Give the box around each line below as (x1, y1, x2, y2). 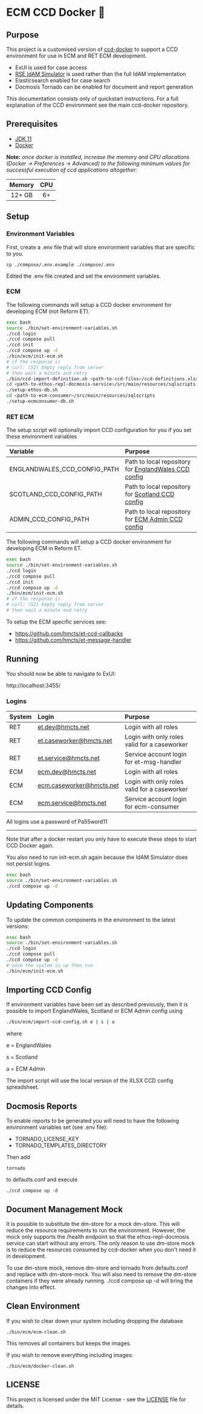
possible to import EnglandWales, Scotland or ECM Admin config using (6, 1007, 183, 1015)
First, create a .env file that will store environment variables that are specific (6, 243, 195, 251)
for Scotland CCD (124, 490, 175, 499)
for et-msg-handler (124, 758, 182, 766)
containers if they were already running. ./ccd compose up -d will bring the (6, 1277, 193, 1284)
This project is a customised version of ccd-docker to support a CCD (6, 45, 178, 53)
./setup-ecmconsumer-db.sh (6, 399, 74, 405)
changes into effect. (6, 1283, 56, 1291)
